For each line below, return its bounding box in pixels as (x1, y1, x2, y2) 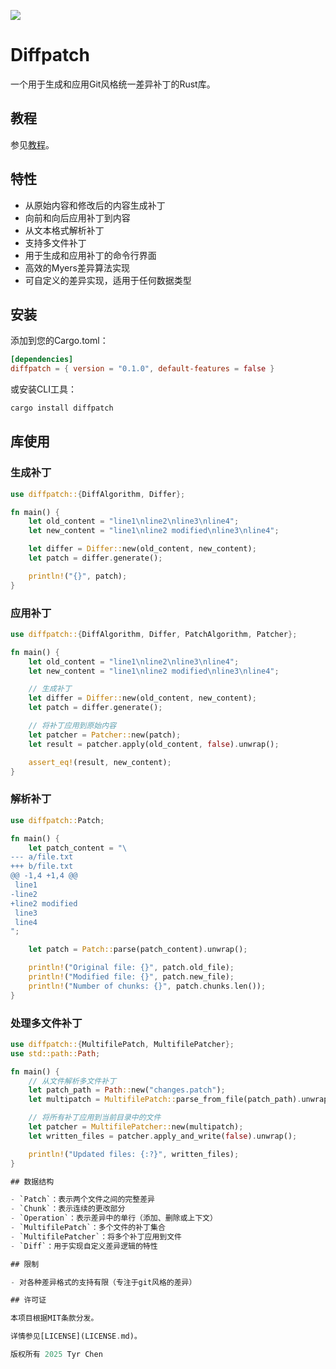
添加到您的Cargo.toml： (10, 335, 109, 347)
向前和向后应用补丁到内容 (24, 211, 131, 224)
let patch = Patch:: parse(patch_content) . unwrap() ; (28, 945, 248, 955)
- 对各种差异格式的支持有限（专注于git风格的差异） (10, 1277, 197, 1287)
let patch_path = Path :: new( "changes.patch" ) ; (28, 1085, 226, 1095)
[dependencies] (10, 355, 74, 365)
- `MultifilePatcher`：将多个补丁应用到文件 (10, 1231, 182, 1242)
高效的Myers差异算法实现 (24, 261, 130, 274)
